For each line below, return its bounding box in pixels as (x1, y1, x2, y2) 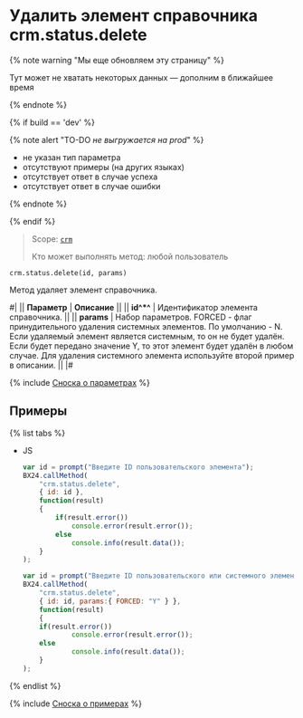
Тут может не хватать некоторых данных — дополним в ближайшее (9, 72, 274, 82)
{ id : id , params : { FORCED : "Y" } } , (39, 597, 182, 606)
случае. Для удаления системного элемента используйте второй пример (9, 349, 295, 360)
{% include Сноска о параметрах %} (9, 377, 151, 388)
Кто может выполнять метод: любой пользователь (31, 251, 229, 262)
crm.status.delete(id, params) (9, 268, 128, 277)
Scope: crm (31, 233, 73, 244)
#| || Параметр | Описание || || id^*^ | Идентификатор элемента (9, 302, 258, 312)
